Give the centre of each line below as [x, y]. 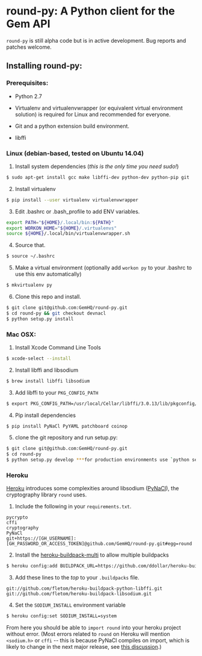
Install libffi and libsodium [47, 370]
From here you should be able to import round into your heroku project [94, 628]
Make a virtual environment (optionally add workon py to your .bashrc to [103, 268]
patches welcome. [29, 47]
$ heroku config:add [32, 566]
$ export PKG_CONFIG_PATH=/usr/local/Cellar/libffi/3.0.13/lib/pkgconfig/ [102, 404]
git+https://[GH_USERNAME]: [41, 539]
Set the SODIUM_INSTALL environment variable [70, 605]
